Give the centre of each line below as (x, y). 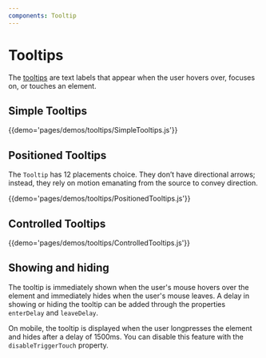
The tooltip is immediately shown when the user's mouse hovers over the (129, 287)
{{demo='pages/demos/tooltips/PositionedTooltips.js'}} (99, 199)
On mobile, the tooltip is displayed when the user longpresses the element (131, 328)
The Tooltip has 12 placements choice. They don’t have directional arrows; (132, 175)
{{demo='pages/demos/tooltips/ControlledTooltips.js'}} (99, 243)
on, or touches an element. (53, 86)
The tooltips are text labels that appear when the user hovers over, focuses (132, 78)
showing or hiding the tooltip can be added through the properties (117, 304)
